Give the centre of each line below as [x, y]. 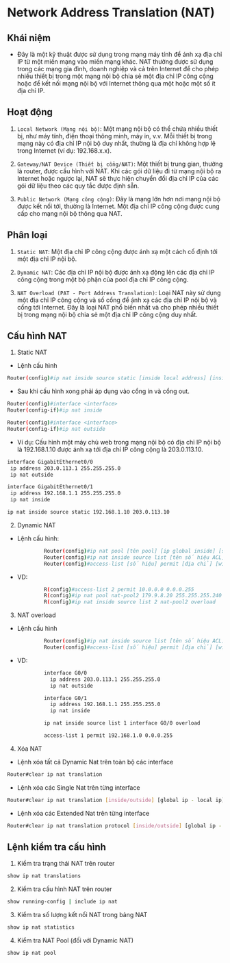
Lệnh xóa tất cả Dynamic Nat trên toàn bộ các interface [95, 762]
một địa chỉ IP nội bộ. [47, 259]
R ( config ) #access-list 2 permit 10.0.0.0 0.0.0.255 [119, 589]
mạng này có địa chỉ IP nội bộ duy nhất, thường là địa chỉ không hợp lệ [116, 143]
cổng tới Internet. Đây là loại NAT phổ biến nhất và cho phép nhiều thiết [118, 307]
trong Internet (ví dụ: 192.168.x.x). [64, 150]
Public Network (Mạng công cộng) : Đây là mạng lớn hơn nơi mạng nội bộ [119, 199]
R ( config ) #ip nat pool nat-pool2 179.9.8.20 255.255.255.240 [133, 596]
